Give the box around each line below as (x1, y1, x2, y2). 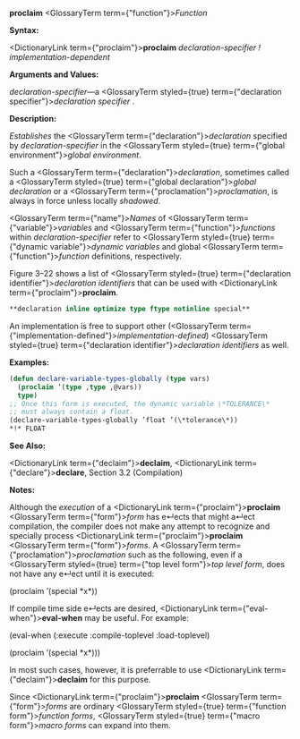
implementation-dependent (9, 52, 110, 62)
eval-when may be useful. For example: (41, 613, 190, 623)
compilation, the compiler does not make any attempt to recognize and (9, 521, 270, 531)
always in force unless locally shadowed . (9, 196, 161, 206)
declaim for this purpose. (56, 675, 151, 684)
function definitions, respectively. (58, 251, 182, 261)
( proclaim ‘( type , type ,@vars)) (17, 382, 142, 392)
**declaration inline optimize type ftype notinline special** (9, 304, 251, 313)
